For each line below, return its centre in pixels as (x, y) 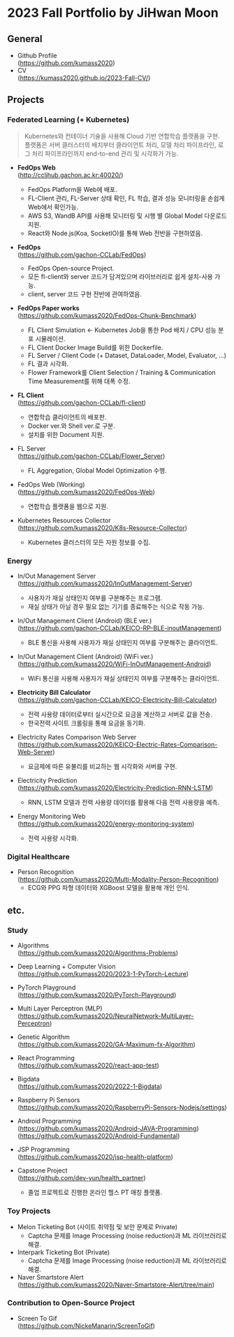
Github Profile (37, 55)
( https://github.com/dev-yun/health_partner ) (81, 1177)
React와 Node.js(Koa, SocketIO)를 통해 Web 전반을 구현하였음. (115, 233)
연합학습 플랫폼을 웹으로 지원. (68, 506)
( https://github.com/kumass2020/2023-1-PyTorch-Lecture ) (103, 974)
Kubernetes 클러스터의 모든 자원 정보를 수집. (89, 542)
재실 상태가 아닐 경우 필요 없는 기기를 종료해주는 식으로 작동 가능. (116, 607)
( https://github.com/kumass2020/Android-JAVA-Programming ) (108, 1128)
